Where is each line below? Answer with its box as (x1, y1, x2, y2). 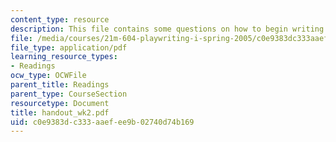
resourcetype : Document (10, 98, 110, 108)
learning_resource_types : (10, 52, 118, 62)
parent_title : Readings (10, 80, 110, 90)
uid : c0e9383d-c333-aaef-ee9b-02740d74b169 (10, 117, 195, 127)
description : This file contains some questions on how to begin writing (10, 24, 325, 34)
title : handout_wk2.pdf (10, 107, 110, 118)
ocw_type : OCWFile (10, 71, 87, 81)
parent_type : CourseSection (10, 89, 128, 99)
